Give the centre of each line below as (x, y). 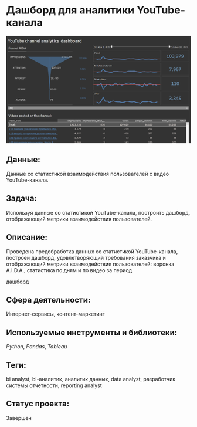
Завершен (19, 418)
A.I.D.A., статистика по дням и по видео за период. (70, 270)
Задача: (21, 199)
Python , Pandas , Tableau (37, 347)
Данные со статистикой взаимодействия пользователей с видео (87, 174)
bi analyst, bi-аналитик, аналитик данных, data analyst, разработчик (91, 379)
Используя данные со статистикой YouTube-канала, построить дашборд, (98, 212)
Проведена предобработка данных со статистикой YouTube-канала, (92, 251)
